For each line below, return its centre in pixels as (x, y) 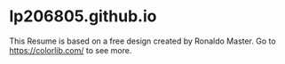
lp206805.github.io (83, 16)
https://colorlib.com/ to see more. (71, 50)
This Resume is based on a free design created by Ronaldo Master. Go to (143, 41)
